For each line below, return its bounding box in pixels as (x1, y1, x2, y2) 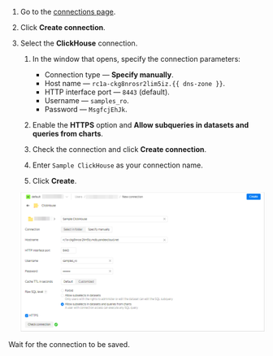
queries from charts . (32, 129, 104, 138)
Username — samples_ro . (44, 96, 129, 105)
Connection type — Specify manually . (44, 70, 174, 80)
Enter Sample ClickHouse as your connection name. (32, 160, 203, 170)
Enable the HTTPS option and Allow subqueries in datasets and (32, 120, 249, 129)
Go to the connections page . (19, 7, 116, 16)
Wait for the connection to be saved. (8, 340, 130, 349)
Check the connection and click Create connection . (32, 145, 207, 154)
